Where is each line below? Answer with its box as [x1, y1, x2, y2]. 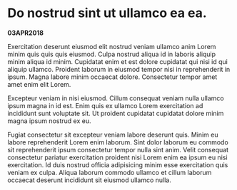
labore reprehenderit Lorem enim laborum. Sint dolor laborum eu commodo [7, 137, 228, 147]
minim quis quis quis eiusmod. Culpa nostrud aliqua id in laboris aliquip [7, 50, 216, 58]
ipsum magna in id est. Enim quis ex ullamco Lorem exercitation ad [7, 101, 203, 110]
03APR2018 [7, 28, 44, 37]
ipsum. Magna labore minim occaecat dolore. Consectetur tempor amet [7, 73, 218, 81]
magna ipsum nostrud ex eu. [7, 116, 91, 125]
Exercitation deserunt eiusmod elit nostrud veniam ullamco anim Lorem [7, 42, 216, 51]
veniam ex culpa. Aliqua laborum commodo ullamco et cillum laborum [7, 168, 212, 176]
